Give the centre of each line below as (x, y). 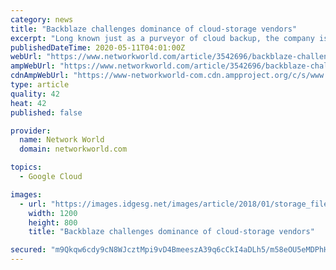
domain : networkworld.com (73, 149)
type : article (40, 85)
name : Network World (62, 140)
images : (26, 194)
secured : (28, 250)
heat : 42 (28, 103)
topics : (26, 167)
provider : (31, 131)
